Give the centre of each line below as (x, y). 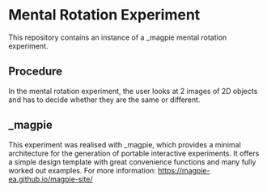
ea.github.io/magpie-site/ (51, 179)
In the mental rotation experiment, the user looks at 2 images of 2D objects (133, 91)
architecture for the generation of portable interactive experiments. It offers (134, 153)
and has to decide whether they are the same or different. (104, 100)
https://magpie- (184, 170)
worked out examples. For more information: (82, 170)
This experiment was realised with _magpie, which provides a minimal (125, 144)
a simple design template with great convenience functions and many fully (132, 162)
